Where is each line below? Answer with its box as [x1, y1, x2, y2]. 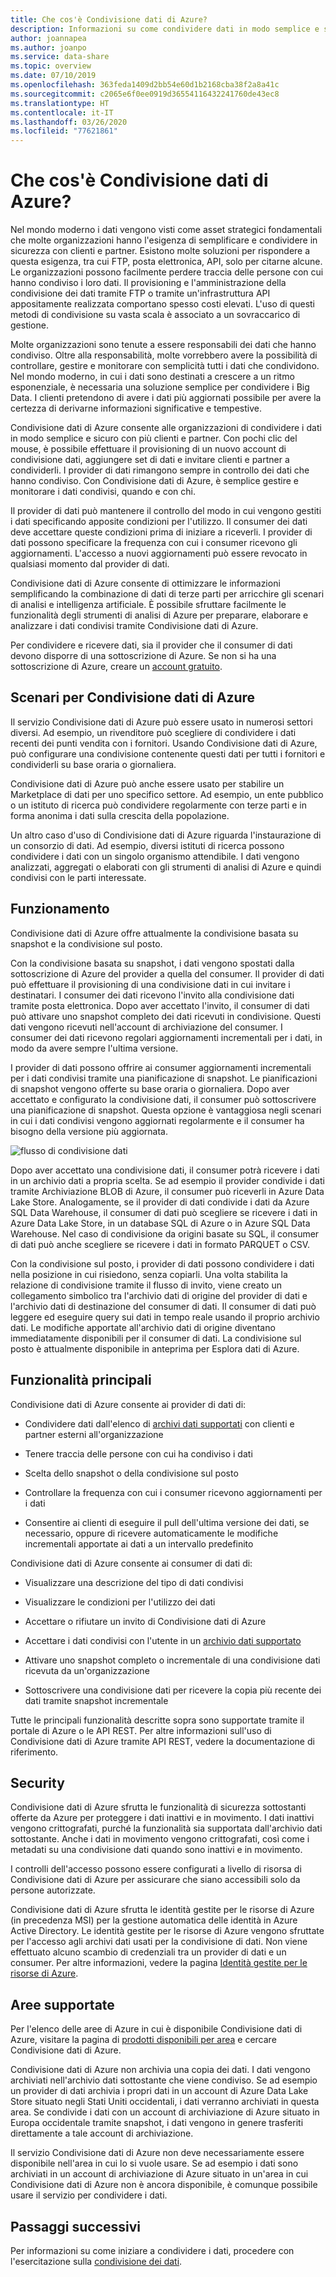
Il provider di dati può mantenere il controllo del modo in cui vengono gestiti [10, 505, 322, 517]
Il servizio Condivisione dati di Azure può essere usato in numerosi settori [10, 716, 313, 728]
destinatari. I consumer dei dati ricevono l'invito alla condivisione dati [10, 989, 295, 1001]
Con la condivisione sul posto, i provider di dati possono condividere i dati [10, 1257, 315, 1270]
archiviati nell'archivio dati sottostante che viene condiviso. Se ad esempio [10, 2074, 318, 2086]
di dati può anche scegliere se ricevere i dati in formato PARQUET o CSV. [10, 1238, 311, 1250]
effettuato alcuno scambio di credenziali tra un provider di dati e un [10, 1946, 287, 1958]
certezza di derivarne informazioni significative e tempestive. [10, 402, 262, 415]
